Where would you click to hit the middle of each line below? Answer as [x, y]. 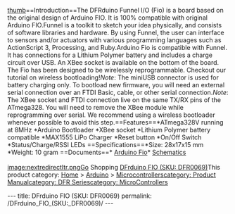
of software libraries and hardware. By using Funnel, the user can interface [116, 32]
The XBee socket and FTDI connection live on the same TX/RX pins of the [114, 100]
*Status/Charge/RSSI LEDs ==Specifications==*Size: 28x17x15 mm [106, 145]
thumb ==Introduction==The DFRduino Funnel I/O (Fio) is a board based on [115, 10]
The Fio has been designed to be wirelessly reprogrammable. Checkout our [117, 70]
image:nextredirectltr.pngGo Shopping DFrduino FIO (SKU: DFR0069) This [114, 167]
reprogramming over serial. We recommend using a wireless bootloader [112, 115]
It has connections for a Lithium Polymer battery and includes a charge [110, 55]
